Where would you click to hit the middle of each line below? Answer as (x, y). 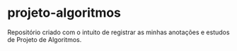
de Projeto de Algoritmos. (45, 39)
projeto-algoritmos (64, 13)
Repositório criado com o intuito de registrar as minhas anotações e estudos (118, 32)
